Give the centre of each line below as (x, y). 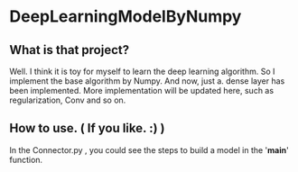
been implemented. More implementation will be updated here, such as (141, 91)
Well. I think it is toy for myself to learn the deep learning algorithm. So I (142, 71)
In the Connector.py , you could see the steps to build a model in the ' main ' (149, 149)
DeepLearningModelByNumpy (126, 17)
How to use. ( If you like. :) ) (87, 128)
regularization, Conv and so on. (68, 100)
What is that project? (69, 50)
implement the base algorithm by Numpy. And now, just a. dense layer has (147, 81)
